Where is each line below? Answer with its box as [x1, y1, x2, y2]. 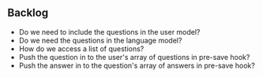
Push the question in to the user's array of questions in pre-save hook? [18, 52, 250, 61]
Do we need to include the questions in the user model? [18, 27, 201, 36]
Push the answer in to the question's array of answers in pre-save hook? [18, 61, 256, 70]
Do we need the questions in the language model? [18, 35, 182, 45]
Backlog [7, 6, 49, 20]
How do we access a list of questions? [18, 43, 145, 54]
